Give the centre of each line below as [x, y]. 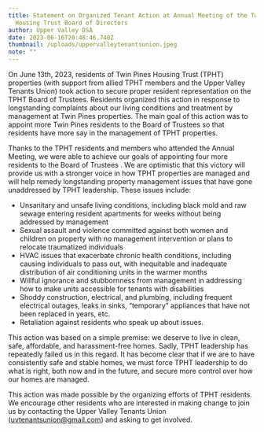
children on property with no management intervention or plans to [126, 238]
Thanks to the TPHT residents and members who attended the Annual [121, 148]
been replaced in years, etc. [65, 314]
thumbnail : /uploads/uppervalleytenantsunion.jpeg [93, 45]
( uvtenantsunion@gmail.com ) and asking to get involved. [100, 419]
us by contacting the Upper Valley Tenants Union [87, 411]
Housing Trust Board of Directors [71, 23]
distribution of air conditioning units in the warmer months [114, 272]
